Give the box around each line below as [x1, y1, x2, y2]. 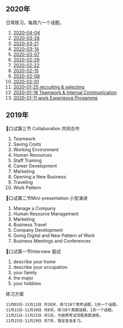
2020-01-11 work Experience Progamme [13, 95, 98, 101]
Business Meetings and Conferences [13, 238, 91, 244]
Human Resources [13, 152, 53, 158]
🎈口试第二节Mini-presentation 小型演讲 [6, 195, 88, 201]
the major [13, 275, 34, 281]
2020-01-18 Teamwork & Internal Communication [13, 89, 117, 96]
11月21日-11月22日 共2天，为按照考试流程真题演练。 [6, 313, 104, 318]
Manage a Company [13, 205, 56, 211]
